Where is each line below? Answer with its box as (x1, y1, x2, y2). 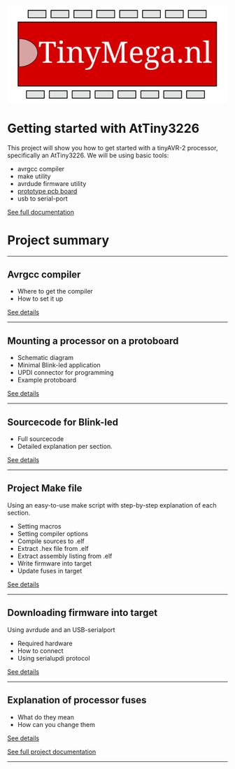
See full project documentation (7, 747, 97, 756)
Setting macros (17, 522, 62, 530)
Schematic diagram (17, 354, 74, 362)
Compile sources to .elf (17, 537, 85, 545)
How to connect (17, 646, 64, 655)
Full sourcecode (17, 435, 64, 443)
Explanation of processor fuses (7, 694, 147, 706)
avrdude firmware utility (17, 179, 87, 187)
